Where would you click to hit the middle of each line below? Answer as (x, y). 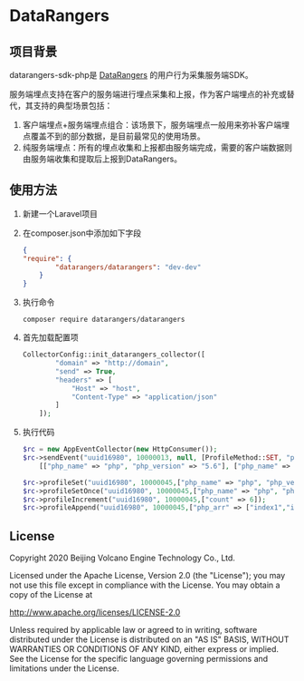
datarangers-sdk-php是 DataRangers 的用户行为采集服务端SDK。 (131, 75)
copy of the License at (51, 595)
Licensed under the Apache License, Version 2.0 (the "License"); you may (147, 576)
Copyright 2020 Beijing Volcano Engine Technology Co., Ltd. (122, 558)
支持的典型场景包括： (73, 106)
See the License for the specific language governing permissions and (139, 659)
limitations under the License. (64, 668)
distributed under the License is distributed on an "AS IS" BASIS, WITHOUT (149, 639)
